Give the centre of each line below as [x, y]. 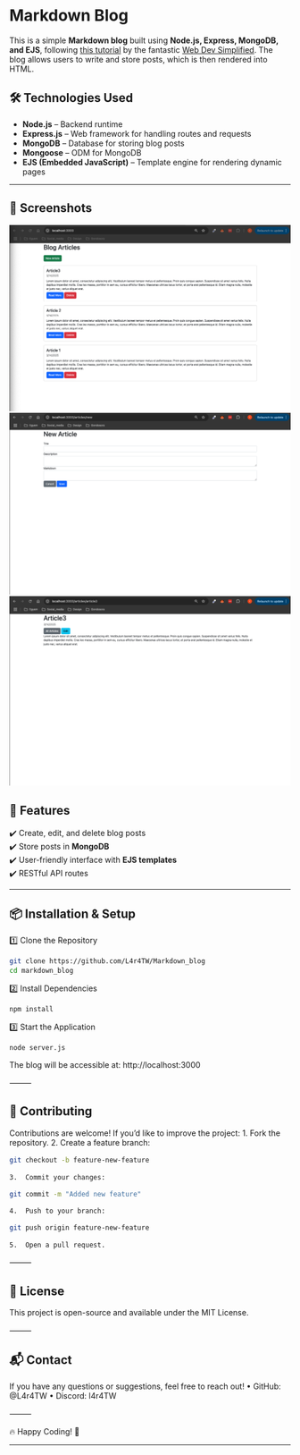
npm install [31, 1010]
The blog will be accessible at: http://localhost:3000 [105, 1064]
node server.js [37, 1047]
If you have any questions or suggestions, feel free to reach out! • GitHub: [145, 1386]
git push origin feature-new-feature [79, 1228]
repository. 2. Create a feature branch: [79, 1142]
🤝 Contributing [51, 1111]
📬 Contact [41, 1360]
